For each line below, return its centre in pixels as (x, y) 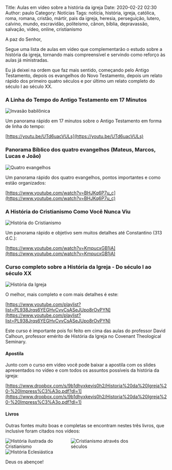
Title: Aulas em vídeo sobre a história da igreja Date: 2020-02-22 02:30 (81, 7)
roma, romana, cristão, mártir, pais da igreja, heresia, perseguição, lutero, (83, 18)
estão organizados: (26, 183)
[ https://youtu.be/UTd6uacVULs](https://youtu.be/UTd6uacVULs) (74, 136)
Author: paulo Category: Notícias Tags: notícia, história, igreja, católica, (80, 13)
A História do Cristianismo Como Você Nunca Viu (68, 211)
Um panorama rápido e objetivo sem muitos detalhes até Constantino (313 (84, 232)
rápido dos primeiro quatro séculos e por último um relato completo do (80, 81)
